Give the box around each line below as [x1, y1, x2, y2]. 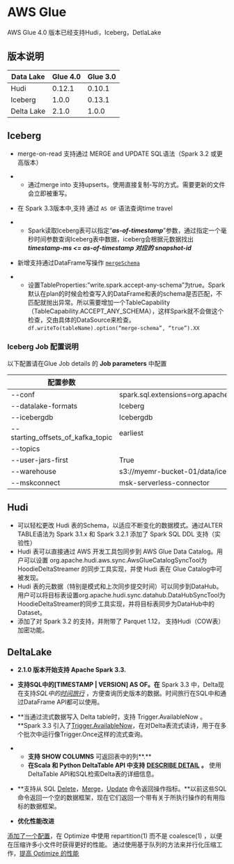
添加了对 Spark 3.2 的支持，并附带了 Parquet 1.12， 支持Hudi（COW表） [17, 617, 225, 625]
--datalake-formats [10, 401, 78, 410]
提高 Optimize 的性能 [19, 849, 79, 858]
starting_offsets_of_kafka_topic [10, 432, 113, 442]
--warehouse [10, 466, 57, 476]
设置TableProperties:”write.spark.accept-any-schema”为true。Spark [27, 281, 225, 289]
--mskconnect [10, 477, 61, 487]
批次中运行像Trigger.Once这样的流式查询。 [23, 730, 147, 738]
